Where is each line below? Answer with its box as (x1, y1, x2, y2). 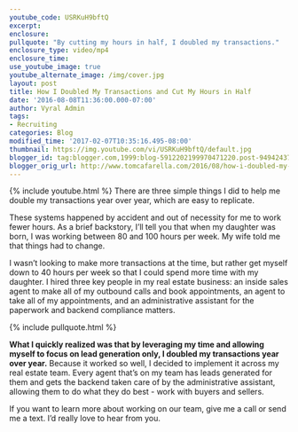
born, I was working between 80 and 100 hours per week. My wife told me (9, 232, 281, 242)
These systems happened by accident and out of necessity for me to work (9, 212, 282, 223)
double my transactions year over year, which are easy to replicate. (9, 195, 255, 206)
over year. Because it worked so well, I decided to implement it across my (9, 358, 279, 369)
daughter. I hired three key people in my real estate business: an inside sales (9, 277, 288, 287)
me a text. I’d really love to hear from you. (9, 413, 161, 424)
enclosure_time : (9, 54, 69, 63)
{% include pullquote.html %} (9, 322, 117, 333)
